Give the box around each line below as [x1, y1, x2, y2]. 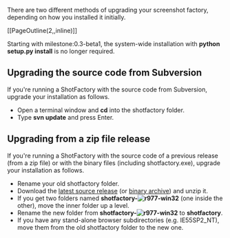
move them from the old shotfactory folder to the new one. [17, 223, 184, 231]
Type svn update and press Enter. [17, 113, 114, 121]
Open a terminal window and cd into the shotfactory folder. [17, 106, 185, 114]
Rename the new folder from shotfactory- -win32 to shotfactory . [17, 208, 223, 217]
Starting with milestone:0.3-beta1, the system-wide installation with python [7, 40, 220, 47]
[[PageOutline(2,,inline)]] [7, 27, 78, 34]
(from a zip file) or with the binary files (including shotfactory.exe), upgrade [7, 158, 220, 167]
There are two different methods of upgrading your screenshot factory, [7, 6, 209, 14]
